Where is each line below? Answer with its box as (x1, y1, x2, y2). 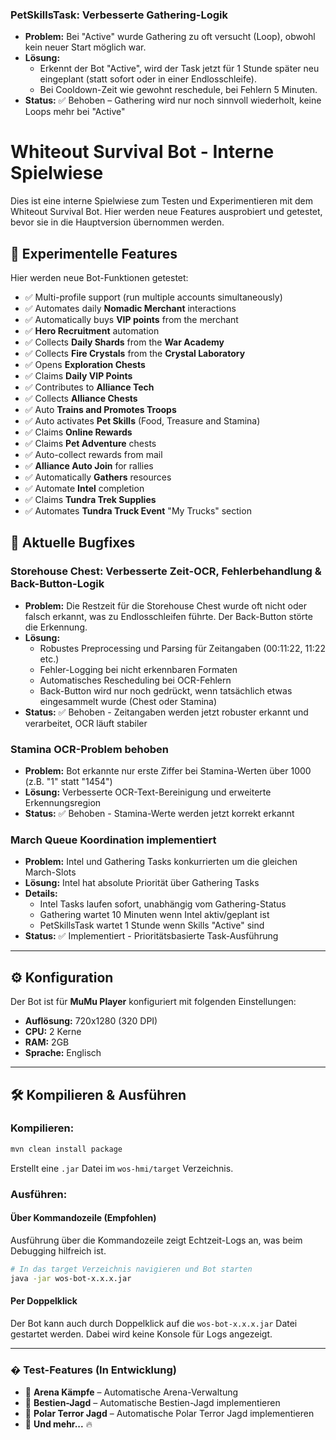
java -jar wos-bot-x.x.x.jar (10, 1273, 132, 1283)
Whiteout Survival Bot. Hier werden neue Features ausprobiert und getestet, (10, 206, 323, 218)
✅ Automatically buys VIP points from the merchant (24, 314, 239, 326)
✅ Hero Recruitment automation (24, 325, 160, 337)
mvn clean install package (10, 1144, 123, 1154)
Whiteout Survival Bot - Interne (10, 141, 275, 163)
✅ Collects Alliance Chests (24, 393, 138, 405)
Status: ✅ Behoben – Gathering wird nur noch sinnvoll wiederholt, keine (24, 94, 322, 107)
